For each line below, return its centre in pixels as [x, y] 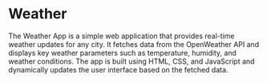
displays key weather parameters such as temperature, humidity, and [122, 53]
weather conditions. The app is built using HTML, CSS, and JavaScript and [131, 61]
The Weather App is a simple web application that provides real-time [121, 36]
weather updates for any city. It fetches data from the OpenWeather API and [134, 44]
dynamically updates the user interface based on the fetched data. [118, 69]
